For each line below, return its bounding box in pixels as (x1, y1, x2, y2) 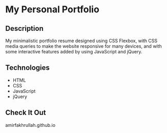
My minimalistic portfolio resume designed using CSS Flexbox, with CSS (5, 37, 158, 44)
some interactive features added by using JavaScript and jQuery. (5, 49, 142, 54)
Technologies (5, 63, 50, 72)
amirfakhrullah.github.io (5, 122, 55, 128)
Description (5, 24, 44, 33)
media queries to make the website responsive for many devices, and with (5, 43, 162, 49)
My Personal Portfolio (5, 4, 100, 15)
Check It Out (5, 108, 46, 117)
